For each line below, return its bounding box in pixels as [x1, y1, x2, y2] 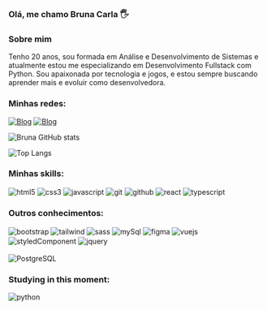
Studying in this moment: [8, 274, 110, 286]
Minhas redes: [8, 98, 67, 110]
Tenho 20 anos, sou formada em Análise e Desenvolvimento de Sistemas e [8, 52, 259, 62]
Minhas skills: [8, 168, 65, 179]
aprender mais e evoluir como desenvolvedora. [8, 78, 166, 88]
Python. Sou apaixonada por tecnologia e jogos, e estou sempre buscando [8, 69, 258, 79]
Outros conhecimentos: [8, 208, 104, 219]
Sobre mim [8, 33, 53, 45]
